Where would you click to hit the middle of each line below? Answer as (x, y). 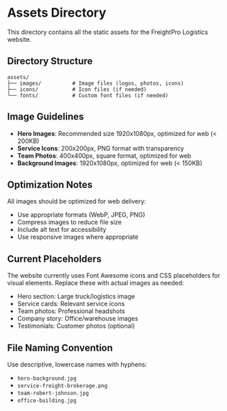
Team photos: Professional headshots (71, 311)
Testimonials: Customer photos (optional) (76, 326)
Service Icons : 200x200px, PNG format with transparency (101, 148)
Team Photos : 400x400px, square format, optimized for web (104, 156)
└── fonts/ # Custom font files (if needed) (88, 95)
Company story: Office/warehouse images (78, 319)
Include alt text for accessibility (62, 230)
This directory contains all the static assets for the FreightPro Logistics (108, 32)
